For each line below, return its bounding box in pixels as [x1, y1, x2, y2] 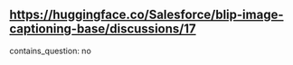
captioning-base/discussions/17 [9, 22, 196, 37]
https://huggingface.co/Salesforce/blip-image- [9, 7, 284, 23]
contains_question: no [9, 45, 92, 56]
